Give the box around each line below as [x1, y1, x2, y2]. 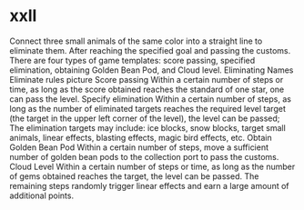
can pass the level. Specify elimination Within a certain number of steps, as [9, 93, 291, 105]
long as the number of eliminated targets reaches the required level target [9, 103, 287, 114]
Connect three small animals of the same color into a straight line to [9, 35, 263, 46]
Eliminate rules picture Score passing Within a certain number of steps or [9, 74, 284, 85]
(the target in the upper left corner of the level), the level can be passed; [9, 113, 280, 124]
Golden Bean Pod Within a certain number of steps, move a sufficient [9, 142, 269, 153]
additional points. [9, 190, 75, 201]
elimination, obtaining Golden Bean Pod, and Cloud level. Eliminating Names [9, 65, 294, 75]
